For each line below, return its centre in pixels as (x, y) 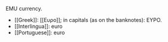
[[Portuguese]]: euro (39, 33)
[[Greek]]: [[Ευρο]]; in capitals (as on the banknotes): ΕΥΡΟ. (88, 20)
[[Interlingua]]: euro (38, 26)
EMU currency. (24, 9)
